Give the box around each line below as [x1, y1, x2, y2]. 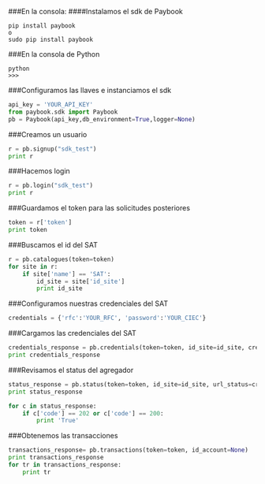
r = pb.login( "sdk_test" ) [8, 181, 93, 190]
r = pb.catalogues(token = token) [8, 255, 114, 263]
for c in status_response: [8, 402, 97, 410]
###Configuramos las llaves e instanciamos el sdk [8, 86, 172, 95]
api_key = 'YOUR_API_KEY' [8, 101, 93, 109]
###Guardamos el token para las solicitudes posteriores [8, 203, 191, 213]
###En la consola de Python [8, 50, 100, 58]
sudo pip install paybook [8, 35, 93, 43]
